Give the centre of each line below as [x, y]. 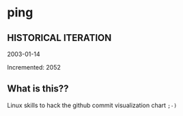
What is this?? [38, 89]
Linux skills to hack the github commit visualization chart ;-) [92, 105]
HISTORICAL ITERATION [59, 38]
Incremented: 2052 [34, 67]
